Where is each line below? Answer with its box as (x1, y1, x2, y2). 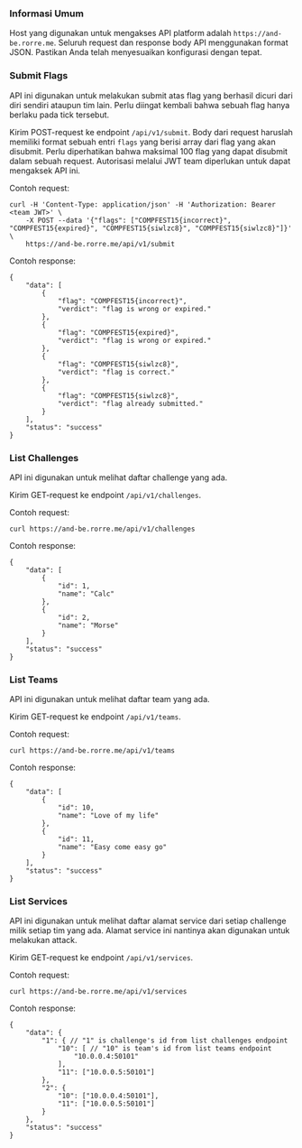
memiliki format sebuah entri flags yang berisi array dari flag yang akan (9, 136, 277, 147)
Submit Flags (9, 69, 69, 82)
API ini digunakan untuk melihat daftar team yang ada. (9, 694, 210, 705)
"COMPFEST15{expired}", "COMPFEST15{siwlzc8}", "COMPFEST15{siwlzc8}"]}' (9, 224, 293, 233)
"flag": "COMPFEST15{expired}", (57, 328, 179, 337)
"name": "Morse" (57, 621, 119, 630)
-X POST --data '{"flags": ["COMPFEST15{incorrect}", (25, 216, 232, 225)
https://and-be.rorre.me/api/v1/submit (25, 239, 176, 248)
